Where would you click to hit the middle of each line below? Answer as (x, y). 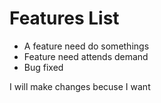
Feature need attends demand (86, 56)
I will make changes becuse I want (80, 86)
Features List (64, 18)
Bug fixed (43, 67)
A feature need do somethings (86, 46)
